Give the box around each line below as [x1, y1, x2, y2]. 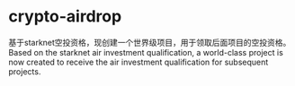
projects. [8, 65, 41, 77]
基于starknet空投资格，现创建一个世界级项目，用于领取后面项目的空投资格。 [8, 37, 291, 47]
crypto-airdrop [8, 6, 122, 27]
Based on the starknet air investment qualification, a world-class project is [8, 47, 284, 57]
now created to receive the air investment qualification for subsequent [8, 56, 269, 67]
